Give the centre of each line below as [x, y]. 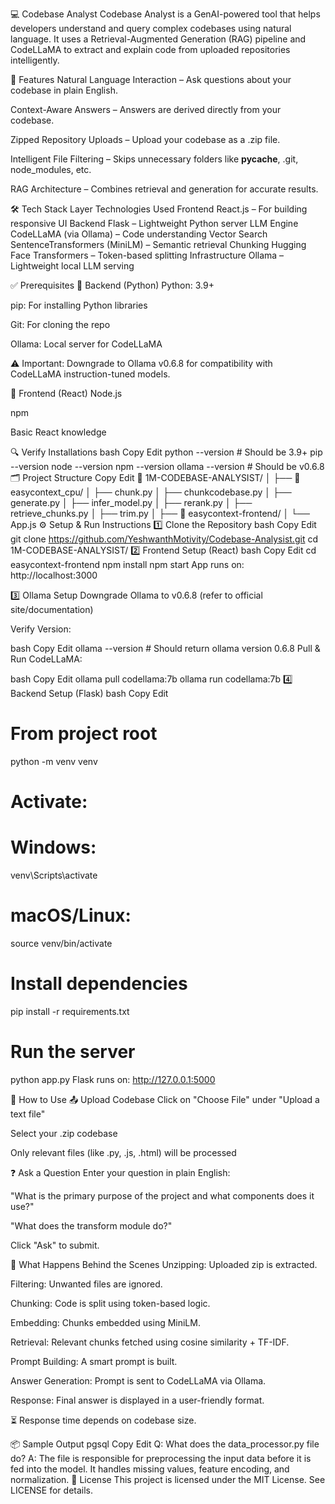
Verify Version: [41, 629]
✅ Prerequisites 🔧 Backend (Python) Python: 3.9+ [112, 285]
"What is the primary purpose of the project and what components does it [162, 1195]
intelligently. [35, 60]
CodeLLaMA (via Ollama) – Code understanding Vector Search [139, 234]
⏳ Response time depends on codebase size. [103, 1420]
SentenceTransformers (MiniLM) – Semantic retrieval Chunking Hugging [158, 244]
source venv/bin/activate [61, 943]
